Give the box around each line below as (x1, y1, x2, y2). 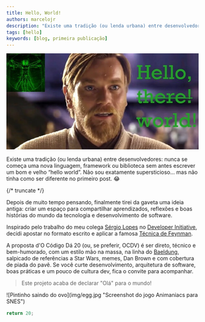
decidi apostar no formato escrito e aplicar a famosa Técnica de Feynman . (6, 230, 193, 237)
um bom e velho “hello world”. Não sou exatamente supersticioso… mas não (6, 168, 198, 176)
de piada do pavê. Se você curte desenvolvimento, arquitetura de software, (6, 261, 196, 268)
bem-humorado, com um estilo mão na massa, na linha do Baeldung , (6, 248, 179, 256)
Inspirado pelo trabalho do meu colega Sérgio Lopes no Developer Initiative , (6, 223, 198, 231)
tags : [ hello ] (6, 29, 43, 35)
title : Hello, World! (6, 10, 62, 16)
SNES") (6, 298, 26, 305)
